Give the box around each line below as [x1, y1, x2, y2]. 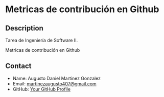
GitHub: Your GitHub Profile [12, 86, 71, 92]
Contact [5, 62, 32, 71]
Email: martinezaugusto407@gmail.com [12, 80, 97, 87]
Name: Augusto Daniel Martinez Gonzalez [12, 75, 101, 81]
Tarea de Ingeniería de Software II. [5, 37, 78, 43]
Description [5, 24, 43, 33]
